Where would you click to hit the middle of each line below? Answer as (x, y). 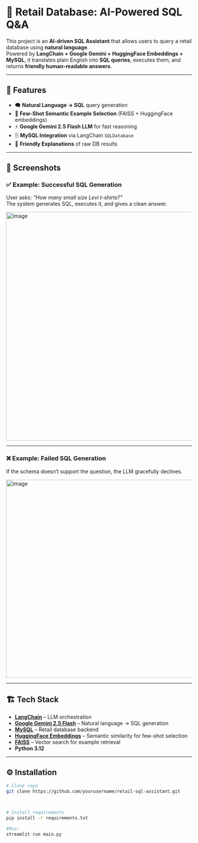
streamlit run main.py (34, 834)
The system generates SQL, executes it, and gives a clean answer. (87, 204)
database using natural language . (47, 47)
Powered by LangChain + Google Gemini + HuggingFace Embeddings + (95, 53)
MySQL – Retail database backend (57, 729)
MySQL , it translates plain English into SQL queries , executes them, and (93, 60)
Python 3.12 (29, 748)
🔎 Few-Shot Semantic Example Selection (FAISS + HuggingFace (94, 113)
